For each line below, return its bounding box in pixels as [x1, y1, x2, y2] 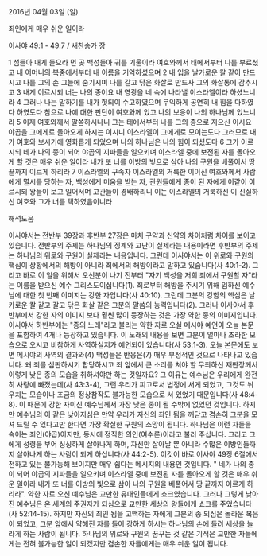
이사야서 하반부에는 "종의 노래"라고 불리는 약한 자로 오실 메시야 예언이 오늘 [8, 321, 240, 329]
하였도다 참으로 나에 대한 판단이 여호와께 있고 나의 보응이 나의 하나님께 [16, 107, 235, 117]
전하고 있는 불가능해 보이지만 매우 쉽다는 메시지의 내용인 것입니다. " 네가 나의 [8, 460, 246, 469]
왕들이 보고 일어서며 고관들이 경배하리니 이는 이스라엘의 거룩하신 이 [29, 187, 238, 196]
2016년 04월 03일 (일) [8, 7, 79, 16]
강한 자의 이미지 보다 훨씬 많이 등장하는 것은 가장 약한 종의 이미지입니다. [35, 310, 258, 320]
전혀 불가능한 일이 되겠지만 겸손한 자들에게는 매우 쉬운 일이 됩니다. [22, 539, 229, 548]
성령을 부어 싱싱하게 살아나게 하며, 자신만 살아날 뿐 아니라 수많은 [22, 440, 222, 449]
